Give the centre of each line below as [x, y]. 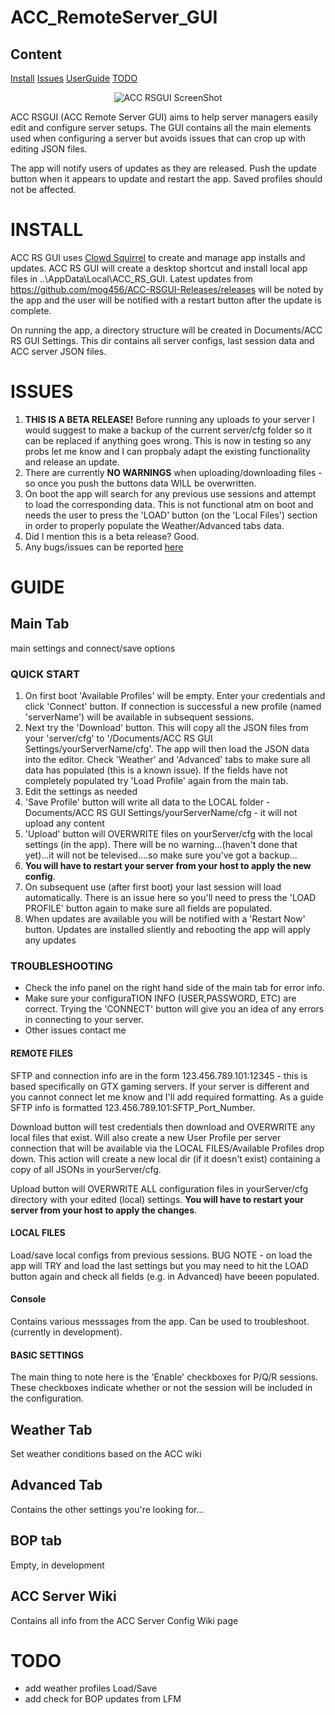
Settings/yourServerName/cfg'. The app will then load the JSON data [167, 749]
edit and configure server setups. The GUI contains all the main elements [161, 127]
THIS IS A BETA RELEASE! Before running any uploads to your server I [169, 419]
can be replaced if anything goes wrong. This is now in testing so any [168, 440]
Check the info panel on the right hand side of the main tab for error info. [174, 988]
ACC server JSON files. [58, 351]
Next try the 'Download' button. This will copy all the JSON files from [166, 728]
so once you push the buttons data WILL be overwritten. [140, 483]
